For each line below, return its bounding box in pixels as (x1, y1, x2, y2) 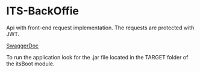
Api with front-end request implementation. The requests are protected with (6, 24, 195, 31)
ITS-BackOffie (6, 4, 80, 18)
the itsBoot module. (6, 60, 55, 67)
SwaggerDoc (6, 42, 39, 49)
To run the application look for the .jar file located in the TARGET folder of (6, 53, 189, 61)
